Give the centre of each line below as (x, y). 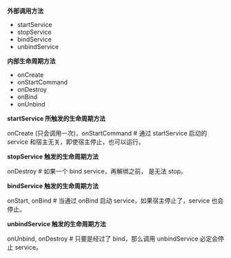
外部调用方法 (25, 11)
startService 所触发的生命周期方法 (56, 118)
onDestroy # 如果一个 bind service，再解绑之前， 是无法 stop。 (97, 171)
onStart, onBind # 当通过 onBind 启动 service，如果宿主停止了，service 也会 (115, 201)
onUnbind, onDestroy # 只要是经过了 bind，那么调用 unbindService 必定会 (113, 239)
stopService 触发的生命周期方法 (53, 156)
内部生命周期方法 (31, 61)
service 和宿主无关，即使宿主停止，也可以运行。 (76, 142)
